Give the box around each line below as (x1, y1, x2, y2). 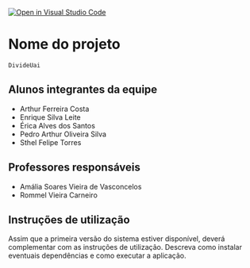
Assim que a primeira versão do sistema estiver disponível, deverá (8, 234, 225, 243)
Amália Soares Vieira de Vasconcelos (19, 182, 142, 191)
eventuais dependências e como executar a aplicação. (8, 251, 187, 261)
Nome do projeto (8, 36, 121, 53)
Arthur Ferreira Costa (19, 104, 90, 113)
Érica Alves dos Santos (19, 121, 95, 130)
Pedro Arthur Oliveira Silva (19, 129, 107, 139)
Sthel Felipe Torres (19, 137, 82, 147)
